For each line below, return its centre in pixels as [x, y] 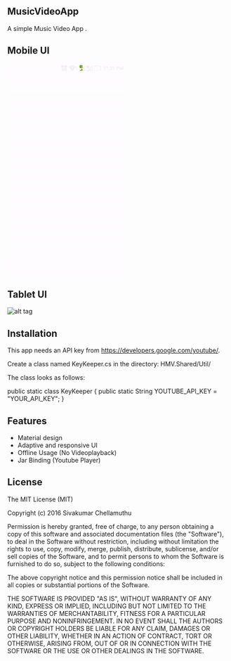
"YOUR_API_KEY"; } [36, 399]
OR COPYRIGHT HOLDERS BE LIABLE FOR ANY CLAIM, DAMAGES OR [109, 628]
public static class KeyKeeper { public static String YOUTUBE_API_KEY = [112, 391]
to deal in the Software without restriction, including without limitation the [113, 541]
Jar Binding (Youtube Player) [59, 461]
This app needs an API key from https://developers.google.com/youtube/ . [114, 350]
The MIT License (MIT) [40, 499]
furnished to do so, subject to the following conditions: [86, 564]
